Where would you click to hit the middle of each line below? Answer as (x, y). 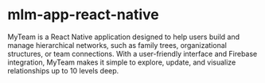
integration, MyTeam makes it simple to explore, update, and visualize (122, 62)
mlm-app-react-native (84, 15)
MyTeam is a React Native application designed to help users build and (124, 37)
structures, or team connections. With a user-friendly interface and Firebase (132, 53)
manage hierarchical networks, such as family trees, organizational (117, 45)
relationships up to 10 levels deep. (63, 70)
